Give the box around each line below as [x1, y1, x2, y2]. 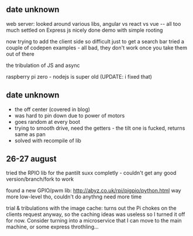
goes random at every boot [14, 118, 81, 125]
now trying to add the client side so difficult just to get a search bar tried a [6, 38, 184, 45]
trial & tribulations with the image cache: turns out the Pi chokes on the [6, 205, 177, 212]
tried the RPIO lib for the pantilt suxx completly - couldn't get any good [6, 170, 177, 177]
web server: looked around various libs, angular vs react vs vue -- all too [6, 20, 181, 27]
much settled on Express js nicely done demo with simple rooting [6, 26, 163, 33]
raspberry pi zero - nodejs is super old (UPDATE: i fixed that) [6, 73, 152, 80]
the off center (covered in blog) [14, 106, 91, 113]
